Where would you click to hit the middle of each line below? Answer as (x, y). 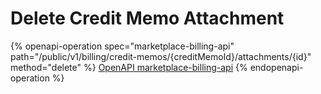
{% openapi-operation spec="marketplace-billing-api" (122, 46)
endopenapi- (276, 67)
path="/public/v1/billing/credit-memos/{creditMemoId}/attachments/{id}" (161, 56)
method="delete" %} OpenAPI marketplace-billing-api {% (129, 67)
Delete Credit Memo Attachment (147, 18)
